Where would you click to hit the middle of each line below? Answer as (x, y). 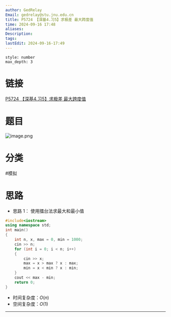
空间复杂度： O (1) (30, 304)
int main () (17, 230)
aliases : (15, 29)
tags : (11, 39)
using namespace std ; (28, 225)
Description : (19, 34)
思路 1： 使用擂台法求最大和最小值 (48, 211)
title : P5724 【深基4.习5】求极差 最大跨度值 (49, 19)
